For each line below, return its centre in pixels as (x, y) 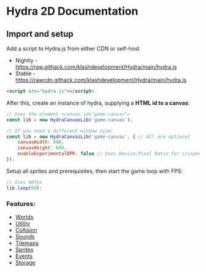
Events (24, 256)
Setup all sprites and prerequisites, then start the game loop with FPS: (94, 171)
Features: (21, 203)
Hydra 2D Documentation (72, 11)
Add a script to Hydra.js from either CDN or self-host (73, 48)
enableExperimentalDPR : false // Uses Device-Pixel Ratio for (98, 154)
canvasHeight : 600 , (42, 148)
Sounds (25, 236)
